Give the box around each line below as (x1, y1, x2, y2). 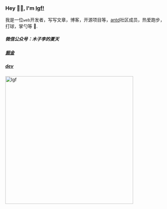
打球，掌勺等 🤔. (5, 23, 38, 30)
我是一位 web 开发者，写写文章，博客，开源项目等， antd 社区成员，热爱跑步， (5, 17, 165, 23)
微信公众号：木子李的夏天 (5, 36, 59, 42)
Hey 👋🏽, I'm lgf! (5, 5, 44, 12)
